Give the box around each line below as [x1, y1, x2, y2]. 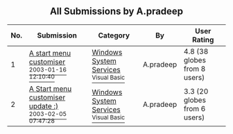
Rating [191, 35, 214, 44]
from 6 [183, 103, 206, 113]
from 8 [183, 64, 206, 74]
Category [98, 31, 130, 40]
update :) [28, 101, 59, 110]
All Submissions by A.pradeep [49, 6, 184, 17]
